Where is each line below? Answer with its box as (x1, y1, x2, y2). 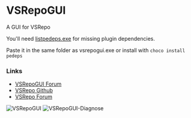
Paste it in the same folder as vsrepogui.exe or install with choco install (6, 46, 186, 54)
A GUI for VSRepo (6, 23, 51, 31)
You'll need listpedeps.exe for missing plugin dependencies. (6, 35, 155, 42)
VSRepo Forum (14, 93, 53, 101)
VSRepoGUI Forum (14, 80, 62, 87)
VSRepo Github (14, 87, 53, 94)
